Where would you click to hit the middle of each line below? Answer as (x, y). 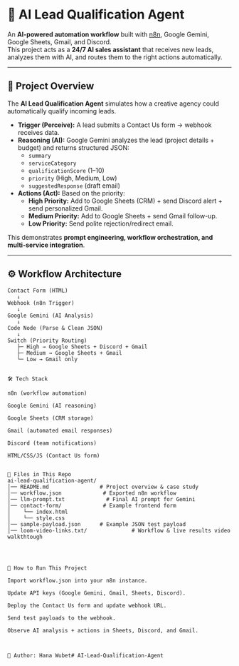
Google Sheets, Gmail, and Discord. (59, 41)
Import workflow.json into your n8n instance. (78, 580)
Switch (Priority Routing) (47, 340)
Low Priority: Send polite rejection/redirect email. (101, 223)
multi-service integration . (46, 245)
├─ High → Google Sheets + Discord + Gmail (82, 347)
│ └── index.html (38, 512)
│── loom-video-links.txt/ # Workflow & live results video (119, 530)
